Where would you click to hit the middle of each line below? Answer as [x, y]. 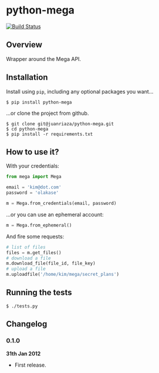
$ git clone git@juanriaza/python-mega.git [60, 124]
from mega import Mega [34, 177]
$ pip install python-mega [39, 102]
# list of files [26, 247]
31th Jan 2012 [23, 353]
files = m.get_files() [34, 252]
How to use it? [33, 152]
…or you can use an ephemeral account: [55, 214]
